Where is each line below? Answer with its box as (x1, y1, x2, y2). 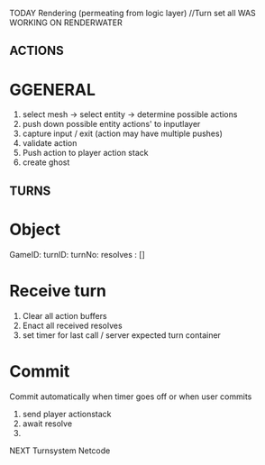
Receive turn (9, 280, 106, 301)
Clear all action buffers (22, 310, 107, 321)
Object (9, 219, 61, 240)
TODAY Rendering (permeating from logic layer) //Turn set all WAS (9, 8, 257, 18)
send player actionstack (22, 408, 112, 419)
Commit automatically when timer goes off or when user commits (9, 391, 252, 402)
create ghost (22, 157, 70, 168)
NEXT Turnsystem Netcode (9, 445, 111, 456)
